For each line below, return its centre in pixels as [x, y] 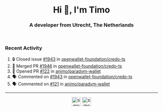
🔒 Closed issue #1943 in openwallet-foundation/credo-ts [69, 59]
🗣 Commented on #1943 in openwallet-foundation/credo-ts [72, 77]
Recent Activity [24, 48]
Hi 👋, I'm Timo [81, 10]
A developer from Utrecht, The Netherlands [81, 25]
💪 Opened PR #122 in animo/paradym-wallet [56, 71]
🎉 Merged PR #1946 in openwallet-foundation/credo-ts [67, 66]
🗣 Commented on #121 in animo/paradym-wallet [61, 84]
